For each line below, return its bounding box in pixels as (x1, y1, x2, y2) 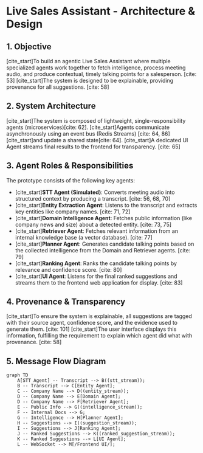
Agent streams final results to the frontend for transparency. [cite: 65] (6, 143, 181, 150)
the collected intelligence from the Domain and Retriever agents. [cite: (15, 246, 191, 254)
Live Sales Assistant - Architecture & (6, 4, 196, 18)
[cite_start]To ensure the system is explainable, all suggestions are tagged (6, 313, 193, 320)
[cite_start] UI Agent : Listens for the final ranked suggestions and (15, 272, 177, 280)
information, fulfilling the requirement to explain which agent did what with (6, 332, 193, 339)
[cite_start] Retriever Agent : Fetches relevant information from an (15, 227, 178, 235)
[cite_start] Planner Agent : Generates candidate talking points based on (15, 240, 194, 247)
